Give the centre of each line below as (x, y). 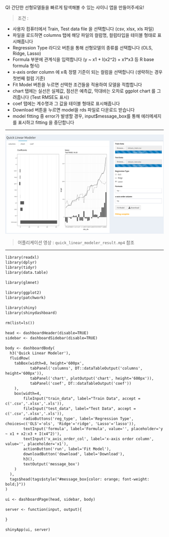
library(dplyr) (21, 262)
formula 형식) (26, 66)
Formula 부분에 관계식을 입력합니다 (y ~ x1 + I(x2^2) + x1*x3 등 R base (83, 59)
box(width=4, (28, 393)
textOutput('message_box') (52, 464)
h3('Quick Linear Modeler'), (40, 353)
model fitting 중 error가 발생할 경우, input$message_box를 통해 (76, 116)
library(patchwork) (26, 297)
